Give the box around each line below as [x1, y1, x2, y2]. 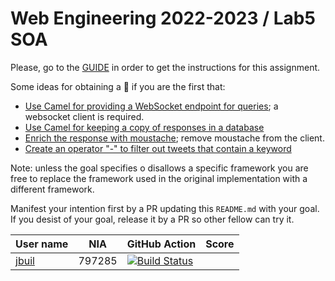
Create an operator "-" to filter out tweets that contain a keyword [24, 142, 292, 154]
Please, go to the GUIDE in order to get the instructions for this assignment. [10, 61, 321, 73]
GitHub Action [126, 237, 197, 251]
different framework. [10, 183, 95, 195]
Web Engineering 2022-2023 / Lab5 [10, 7, 316, 30]
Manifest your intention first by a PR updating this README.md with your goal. [10, 202, 320, 214]
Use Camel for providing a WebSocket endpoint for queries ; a [24, 100, 279, 112]
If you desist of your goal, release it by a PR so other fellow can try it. [10, 213, 295, 225]
